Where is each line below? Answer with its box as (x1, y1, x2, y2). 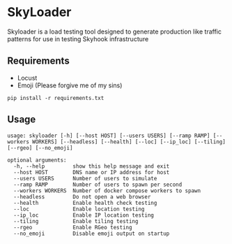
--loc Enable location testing (13, 206, 145, 213)
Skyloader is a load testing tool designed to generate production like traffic (7, 27, 222, 36)
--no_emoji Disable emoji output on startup (13, 230, 170, 237)
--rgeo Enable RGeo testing (13, 224, 132, 231)
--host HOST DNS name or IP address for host (13, 168, 170, 175)
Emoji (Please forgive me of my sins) (17, 81, 123, 89)
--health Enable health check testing (13, 199, 157, 206)
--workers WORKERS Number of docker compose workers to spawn (13, 187, 201, 194)
